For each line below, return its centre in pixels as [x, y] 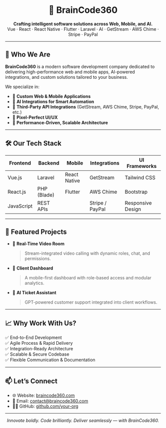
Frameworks [142, 166]
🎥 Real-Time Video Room [38, 244]
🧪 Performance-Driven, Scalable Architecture [60, 122]
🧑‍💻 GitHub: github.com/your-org [45, 406]
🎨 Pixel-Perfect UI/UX [35, 117]
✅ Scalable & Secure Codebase [37, 354]
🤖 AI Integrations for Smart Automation [53, 102]
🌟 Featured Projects [36, 232]
